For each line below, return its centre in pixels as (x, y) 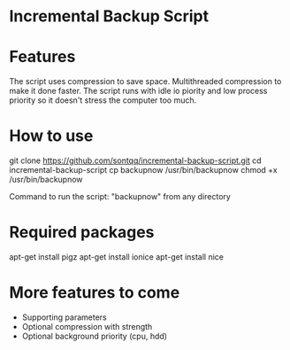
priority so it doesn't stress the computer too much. (103, 100)
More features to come (95, 293)
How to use (51, 136)
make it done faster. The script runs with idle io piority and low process (138, 91)
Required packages (82, 233)
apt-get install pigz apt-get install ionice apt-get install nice (116, 257)
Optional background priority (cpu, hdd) (95, 336)
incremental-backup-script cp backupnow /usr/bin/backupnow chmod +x (143, 170)
